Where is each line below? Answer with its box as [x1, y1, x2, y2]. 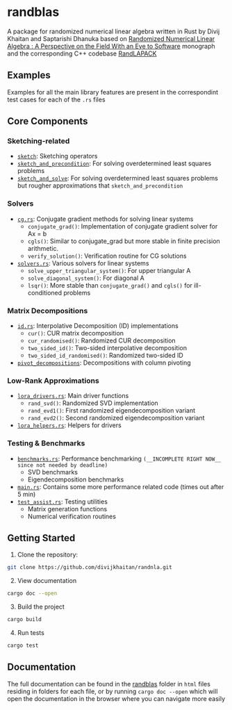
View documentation [17, 577, 77, 585]
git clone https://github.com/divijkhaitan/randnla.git [7, 564, 172, 571]
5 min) [17, 490, 36, 498]
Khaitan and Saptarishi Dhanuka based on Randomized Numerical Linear [7, 34, 215, 42]
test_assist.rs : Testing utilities [17, 497, 108, 506]
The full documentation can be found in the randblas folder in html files [7, 679, 210, 688]
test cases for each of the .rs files [7, 95, 106, 104]
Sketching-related [7, 136, 70, 146]
